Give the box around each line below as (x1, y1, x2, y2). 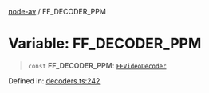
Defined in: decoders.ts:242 (8, 76, 101, 86)
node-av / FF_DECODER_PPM (8, 7, 106, 16)
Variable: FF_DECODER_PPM (8, 35, 202, 52)
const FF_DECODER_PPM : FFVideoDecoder (27, 60, 167, 70)
